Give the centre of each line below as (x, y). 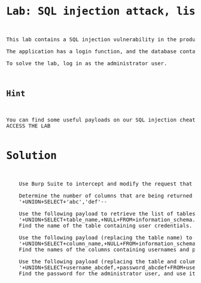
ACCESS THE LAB (28, 126)
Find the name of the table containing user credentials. (106, 226)
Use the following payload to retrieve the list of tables (107, 214)
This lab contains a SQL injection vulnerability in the (92, 39)
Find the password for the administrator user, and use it (107, 273)
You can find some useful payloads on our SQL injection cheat (101, 120)
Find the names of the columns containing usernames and (104, 249)
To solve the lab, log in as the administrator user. (87, 63)
